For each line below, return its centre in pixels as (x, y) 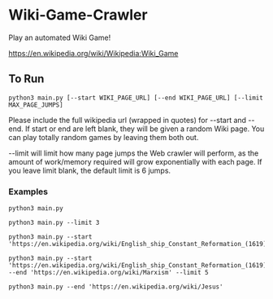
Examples (28, 191)
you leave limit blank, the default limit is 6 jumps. (90, 170)
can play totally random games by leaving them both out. (104, 137)
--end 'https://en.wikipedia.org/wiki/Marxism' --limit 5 (108, 273)
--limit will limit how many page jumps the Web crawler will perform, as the (134, 153)
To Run (26, 79)
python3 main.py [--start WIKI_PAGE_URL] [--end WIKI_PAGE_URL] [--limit (136, 98)
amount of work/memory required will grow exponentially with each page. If (135, 161)
